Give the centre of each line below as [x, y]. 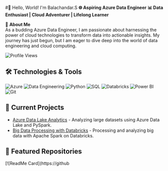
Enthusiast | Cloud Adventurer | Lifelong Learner [57, 15]
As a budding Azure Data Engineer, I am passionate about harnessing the [81, 30]
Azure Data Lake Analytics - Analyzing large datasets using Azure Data [86, 119]
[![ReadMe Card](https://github [37, 163]
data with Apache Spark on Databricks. [53, 135]
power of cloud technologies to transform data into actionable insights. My [82, 35]
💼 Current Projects [35, 108]
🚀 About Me [18, 24]
